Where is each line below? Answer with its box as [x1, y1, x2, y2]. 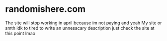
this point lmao [5, 30, 36, 36]
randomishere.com [5, 3, 86, 15]
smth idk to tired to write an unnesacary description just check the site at [5, 25, 155, 31]
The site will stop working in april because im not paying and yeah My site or [5, 20, 162, 26]
